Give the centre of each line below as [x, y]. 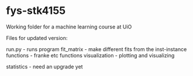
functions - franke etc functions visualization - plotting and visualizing [90, 55]
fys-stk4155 [36, 11]
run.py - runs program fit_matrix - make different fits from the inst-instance [96, 49]
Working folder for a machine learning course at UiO [69, 27]
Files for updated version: [37, 38]
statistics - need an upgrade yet [44, 66]
